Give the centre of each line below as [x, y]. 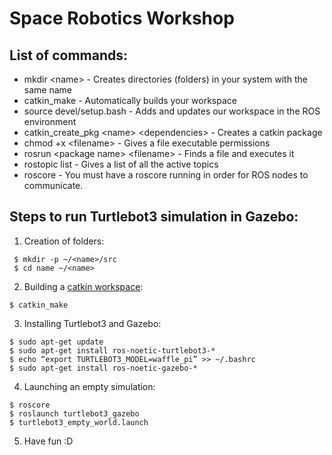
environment [50, 121]
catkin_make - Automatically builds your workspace [130, 100]
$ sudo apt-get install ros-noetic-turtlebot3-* [112, 350]
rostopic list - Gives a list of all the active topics [121, 164]
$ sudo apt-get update [56, 342]
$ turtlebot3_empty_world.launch [79, 422]
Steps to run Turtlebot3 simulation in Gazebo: [154, 217]
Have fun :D [48, 441]
